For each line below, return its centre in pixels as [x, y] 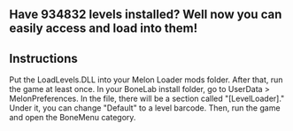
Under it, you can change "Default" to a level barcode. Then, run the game [145, 108]
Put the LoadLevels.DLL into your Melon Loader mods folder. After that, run [146, 80]
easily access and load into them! [104, 29]
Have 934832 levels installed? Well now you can [146, 15]
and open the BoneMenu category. [73, 118]
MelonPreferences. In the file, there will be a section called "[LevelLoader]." [147, 99]
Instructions [43, 58]
